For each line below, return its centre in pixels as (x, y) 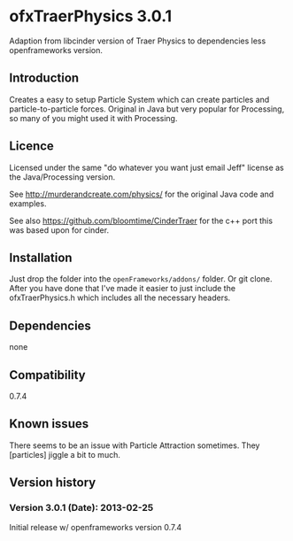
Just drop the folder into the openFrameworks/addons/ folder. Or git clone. (141, 279)
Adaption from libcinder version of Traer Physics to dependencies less (138, 41)
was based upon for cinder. (59, 230)
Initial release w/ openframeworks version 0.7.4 (96, 527)
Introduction (44, 78)
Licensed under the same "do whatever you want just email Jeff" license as (147, 167)
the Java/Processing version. (62, 177)
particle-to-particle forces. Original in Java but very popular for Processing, (147, 109)
